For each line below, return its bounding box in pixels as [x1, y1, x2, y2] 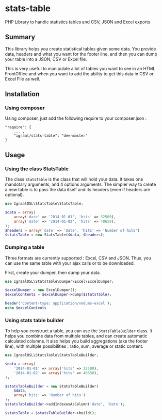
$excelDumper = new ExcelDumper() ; [5, 288, 77, 292]
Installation [5, 90, 40, 98]
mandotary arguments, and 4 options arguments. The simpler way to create [5, 181, 156, 187]
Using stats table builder [5, 317, 64, 323]
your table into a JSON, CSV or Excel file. [5, 56, 87, 62]
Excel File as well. [5, 76, 40, 81]
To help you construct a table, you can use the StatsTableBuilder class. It [5, 328, 153, 334]
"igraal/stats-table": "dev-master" [14, 133, 88, 138]
